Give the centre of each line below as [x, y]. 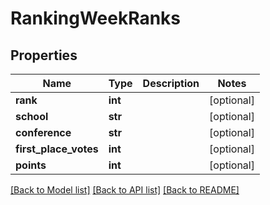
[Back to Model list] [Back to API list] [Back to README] [125, 190]
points [31, 165]
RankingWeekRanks [96, 18]
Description [171, 83]
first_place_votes [57, 149]
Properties [44, 55]
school [32, 116]
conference [43, 132]
